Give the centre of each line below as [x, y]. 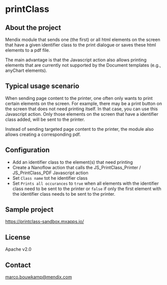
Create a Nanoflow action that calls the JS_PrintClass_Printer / [76, 167]
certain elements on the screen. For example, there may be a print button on [84, 103]
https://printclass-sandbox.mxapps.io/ [44, 222]
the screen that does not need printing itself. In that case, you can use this [81, 109]
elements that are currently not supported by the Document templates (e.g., [83, 65]
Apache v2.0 [18, 249]
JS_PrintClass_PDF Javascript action [50, 173]
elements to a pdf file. [28, 50]
